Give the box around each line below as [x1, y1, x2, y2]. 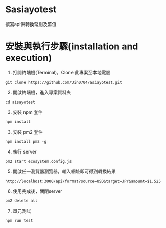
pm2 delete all [5, 198, 38, 204]
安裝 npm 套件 [12, 109, 43, 115]
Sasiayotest [5, 4, 57, 15]
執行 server [12, 148, 37, 155]
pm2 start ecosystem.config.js [5, 159, 72, 164]
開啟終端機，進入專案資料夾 [12, 89, 72, 95]
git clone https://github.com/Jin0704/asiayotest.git [5, 80, 123, 85]
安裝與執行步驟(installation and [5, 41, 138, 53]
